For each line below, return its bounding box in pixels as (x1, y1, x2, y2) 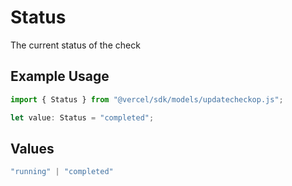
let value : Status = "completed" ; (10, 112, 155, 123)
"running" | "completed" (10, 167, 114, 177)
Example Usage (10, 68, 110, 85)
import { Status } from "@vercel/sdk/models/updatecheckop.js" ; (10, 94, 284, 105)
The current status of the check (10, 39, 141, 51)
